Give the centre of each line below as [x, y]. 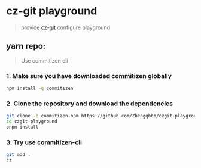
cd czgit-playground [32, 122]
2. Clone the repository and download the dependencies [90, 104]
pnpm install [22, 127]
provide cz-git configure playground [66, 27]
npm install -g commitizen [40, 88]
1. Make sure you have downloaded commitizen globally [89, 76]
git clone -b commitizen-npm [42, 116]
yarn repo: [26, 46]
